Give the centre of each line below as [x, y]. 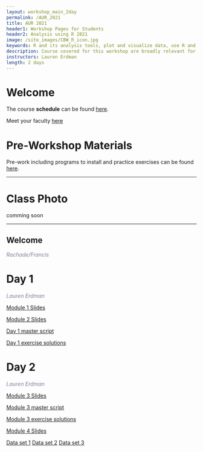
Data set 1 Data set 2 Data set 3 [45, 443]
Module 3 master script [35, 407]
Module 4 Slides [27, 431]
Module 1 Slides [26, 308]
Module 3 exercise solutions [41, 419]
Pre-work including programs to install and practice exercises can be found [100, 162]
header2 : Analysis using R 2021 [47, 34]
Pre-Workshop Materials [69, 145]
